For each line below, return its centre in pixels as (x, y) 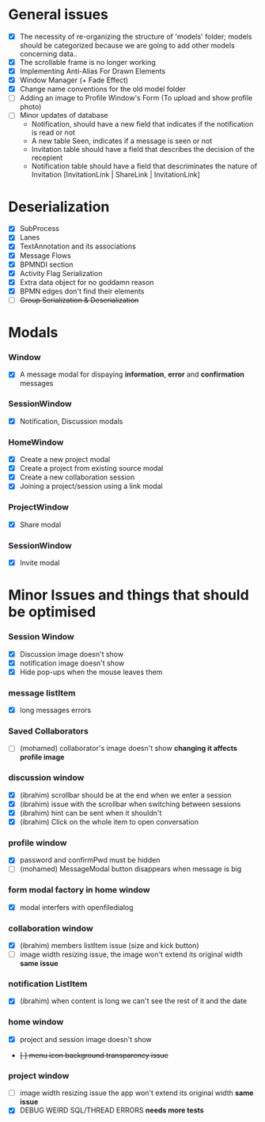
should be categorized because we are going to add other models (127, 45)
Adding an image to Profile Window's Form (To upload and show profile (136, 98)
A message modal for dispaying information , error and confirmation (132, 374)
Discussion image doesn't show (72, 654)
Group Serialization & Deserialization (79, 300)
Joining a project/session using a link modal (91, 486)
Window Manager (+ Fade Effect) (74, 80)
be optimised (52, 612)
